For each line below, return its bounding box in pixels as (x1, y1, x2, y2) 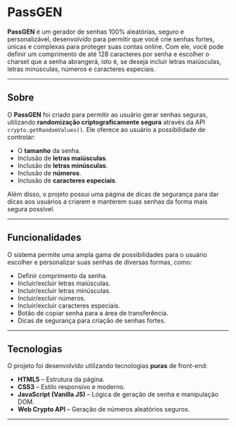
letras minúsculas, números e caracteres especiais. (7, 65, 156, 73)
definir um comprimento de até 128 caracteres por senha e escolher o (7, 50, 209, 58)
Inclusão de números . (17, 169, 82, 177)
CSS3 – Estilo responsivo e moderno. (17, 383, 126, 391)
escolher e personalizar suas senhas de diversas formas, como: (7, 258, 192, 266)
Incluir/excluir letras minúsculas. (17, 286, 111, 295)
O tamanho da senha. (17, 146, 81, 155)
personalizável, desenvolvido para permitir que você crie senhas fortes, (7, 34, 215, 43)
